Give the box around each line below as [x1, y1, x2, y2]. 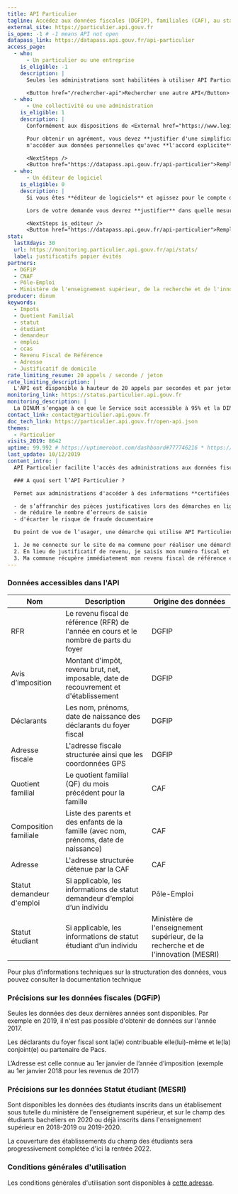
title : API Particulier [7, 10, 78, 18]
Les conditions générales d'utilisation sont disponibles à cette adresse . [7, 1178, 215, 1187]
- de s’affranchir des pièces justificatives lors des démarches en [13, 502, 220, 510]
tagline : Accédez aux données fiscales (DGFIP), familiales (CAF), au [7, 17, 220, 24]
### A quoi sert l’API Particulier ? [13, 477, 125, 484]
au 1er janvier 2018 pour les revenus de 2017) [7, 1067, 140, 1075]
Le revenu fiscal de [65, 608, 129, 618]
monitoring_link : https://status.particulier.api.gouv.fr [7, 391, 182, 398]
